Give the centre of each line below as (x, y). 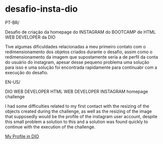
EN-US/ (13, 82)
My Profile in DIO (22, 136)
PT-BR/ (12, 22)
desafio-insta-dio (41, 9)
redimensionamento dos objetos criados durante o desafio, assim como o (79, 52)
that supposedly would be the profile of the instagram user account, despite (81, 116)
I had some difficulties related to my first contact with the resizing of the (77, 106)
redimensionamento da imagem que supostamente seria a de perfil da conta (81, 57)
